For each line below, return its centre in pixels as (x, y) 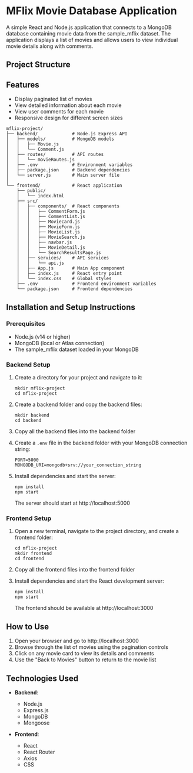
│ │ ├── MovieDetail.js (51, 248)
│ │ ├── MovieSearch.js (51, 238)
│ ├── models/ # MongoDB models (60, 139)
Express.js (36, 710)
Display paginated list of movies (53, 99)
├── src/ (27, 201)
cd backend (28, 421)
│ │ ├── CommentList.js (51, 217)
